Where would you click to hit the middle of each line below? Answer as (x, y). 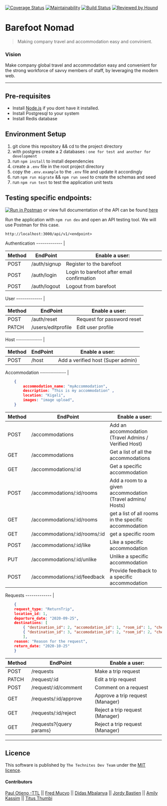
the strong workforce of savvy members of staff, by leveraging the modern (82, 71)
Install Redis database (35, 119)
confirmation (81, 278)
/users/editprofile (52, 327)
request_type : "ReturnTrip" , (44, 609)
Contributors (19, 782)
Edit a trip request (116, 679)
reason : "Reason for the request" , (51, 641)
